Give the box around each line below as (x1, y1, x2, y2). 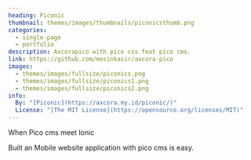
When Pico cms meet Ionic (8, 128, 95, 137)
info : (8, 92, 26, 100)
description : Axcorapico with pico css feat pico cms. (8, 48, 191, 56)
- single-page (15, 33, 61, 42)
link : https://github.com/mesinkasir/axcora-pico (8, 56, 174, 64)
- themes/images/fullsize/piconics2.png (15, 84, 149, 93)
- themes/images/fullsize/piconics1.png (15, 77, 149, 85)
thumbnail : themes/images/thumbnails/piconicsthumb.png (8, 19, 195, 27)
